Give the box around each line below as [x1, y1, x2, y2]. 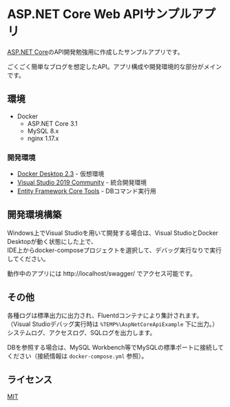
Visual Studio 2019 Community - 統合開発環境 [17, 178, 147, 187]
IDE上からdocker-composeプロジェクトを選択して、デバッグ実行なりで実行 [7, 246, 222, 254]
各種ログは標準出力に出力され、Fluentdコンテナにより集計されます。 [7, 311, 203, 319]
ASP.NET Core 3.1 [27, 119, 78, 128]
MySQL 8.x [27, 126, 59, 135]
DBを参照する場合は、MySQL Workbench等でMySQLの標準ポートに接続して [7, 343, 224, 351]
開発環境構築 [7, 209, 62, 221]
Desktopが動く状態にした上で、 [7, 237, 98, 245]
